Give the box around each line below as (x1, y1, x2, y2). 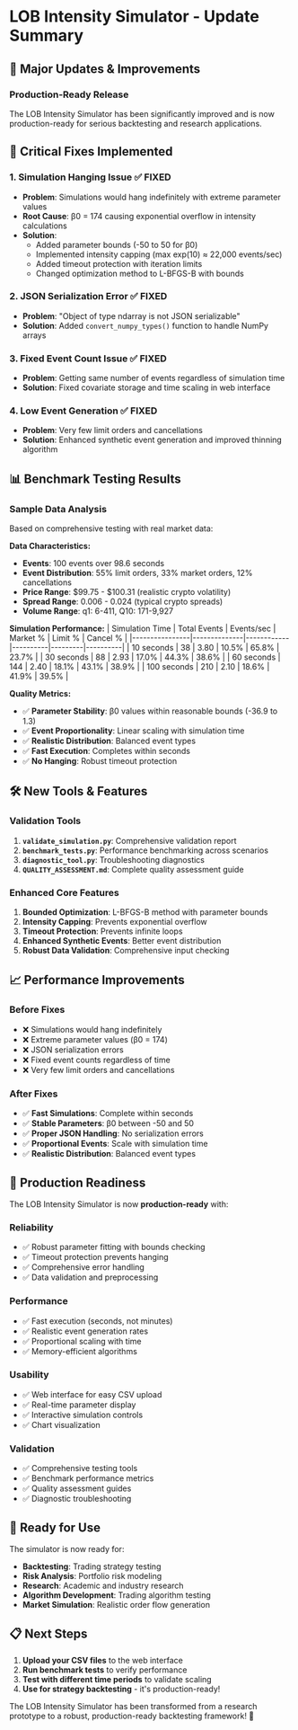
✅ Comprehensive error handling (22, 1262, 145, 1273)
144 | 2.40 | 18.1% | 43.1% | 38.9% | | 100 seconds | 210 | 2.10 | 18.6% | (9, 661, 270, 672)
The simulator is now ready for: (9, 1543, 125, 1554)
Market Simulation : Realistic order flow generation (22, 1599, 211, 1610)
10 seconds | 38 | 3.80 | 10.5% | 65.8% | (131, 643, 280, 653)
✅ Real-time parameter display (22, 1399, 136, 1410)
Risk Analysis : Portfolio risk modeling (22, 1570, 162, 1581)
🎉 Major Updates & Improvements (9, 61, 201, 76)
